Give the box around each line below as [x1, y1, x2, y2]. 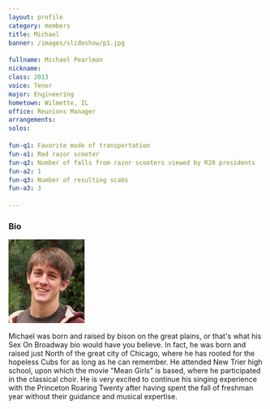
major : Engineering [8, 90, 75, 98]
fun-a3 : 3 [8, 184, 42, 192]
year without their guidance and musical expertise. [8, 392, 178, 402]
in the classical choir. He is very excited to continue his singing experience [8, 374, 258, 385]
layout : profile [8, 13, 63, 21]
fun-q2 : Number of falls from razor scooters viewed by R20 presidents [8, 158, 255, 166]
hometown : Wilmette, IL [8, 98, 89, 107]
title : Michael [8, 30, 60, 38]
